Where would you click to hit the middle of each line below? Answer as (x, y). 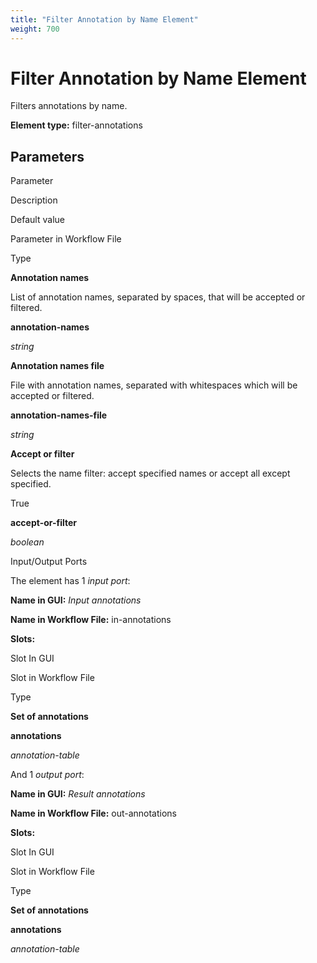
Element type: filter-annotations (76, 125)
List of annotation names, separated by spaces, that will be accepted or (158, 297)
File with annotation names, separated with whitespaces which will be (154, 385)
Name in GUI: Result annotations (78, 794)
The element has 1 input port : (70, 581)
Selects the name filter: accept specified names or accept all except (150, 473)
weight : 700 (35, 29)
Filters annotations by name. (69, 106)
